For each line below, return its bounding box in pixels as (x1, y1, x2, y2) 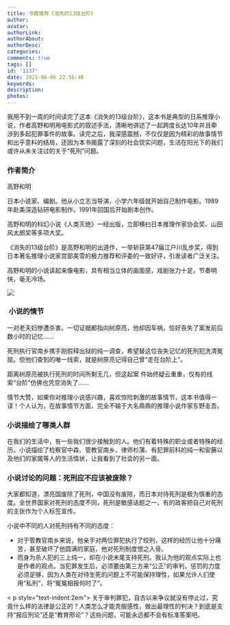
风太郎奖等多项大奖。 (7, 229, 67, 237)
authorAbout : (7, 36, 44, 42)
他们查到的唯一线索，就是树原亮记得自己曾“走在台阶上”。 (25, 355, 187, 363)
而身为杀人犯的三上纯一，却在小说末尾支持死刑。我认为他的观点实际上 (16, 553, 216, 562)
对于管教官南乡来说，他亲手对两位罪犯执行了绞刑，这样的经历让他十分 (16, 536, 216, 545)
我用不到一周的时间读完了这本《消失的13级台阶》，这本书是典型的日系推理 (7, 112, 214, 121)
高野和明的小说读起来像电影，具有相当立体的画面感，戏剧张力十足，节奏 (7, 267, 211, 275)
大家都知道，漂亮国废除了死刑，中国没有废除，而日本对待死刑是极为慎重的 (7, 490, 217, 498)
